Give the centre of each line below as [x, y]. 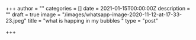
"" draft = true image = [33, 14]
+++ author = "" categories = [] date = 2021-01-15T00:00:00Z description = [98, 8]
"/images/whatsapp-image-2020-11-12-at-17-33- [122, 14]
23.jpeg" [16, 21]
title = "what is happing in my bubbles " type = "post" [93, 21]
